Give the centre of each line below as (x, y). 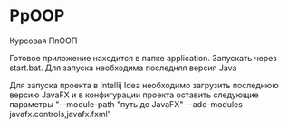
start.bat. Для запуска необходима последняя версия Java (123, 68)
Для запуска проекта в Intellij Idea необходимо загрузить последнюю (144, 85)
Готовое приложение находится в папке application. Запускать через (144, 58)
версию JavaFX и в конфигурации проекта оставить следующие (134, 95)
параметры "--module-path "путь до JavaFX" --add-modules (126, 104)
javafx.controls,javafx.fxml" (60, 114)
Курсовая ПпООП (43, 41)
